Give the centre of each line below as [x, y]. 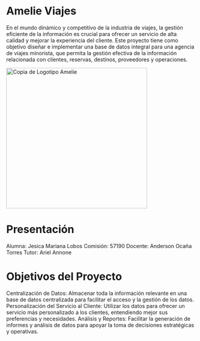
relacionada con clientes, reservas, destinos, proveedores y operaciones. [97, 59]
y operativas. [23, 331]
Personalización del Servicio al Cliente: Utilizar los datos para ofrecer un [95, 306]
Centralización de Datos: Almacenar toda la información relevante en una [97, 293]
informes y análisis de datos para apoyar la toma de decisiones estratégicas [100, 325]
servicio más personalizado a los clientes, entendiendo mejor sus [87, 312]
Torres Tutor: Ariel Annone [39, 252]
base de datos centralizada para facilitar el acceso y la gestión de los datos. [100, 299]
